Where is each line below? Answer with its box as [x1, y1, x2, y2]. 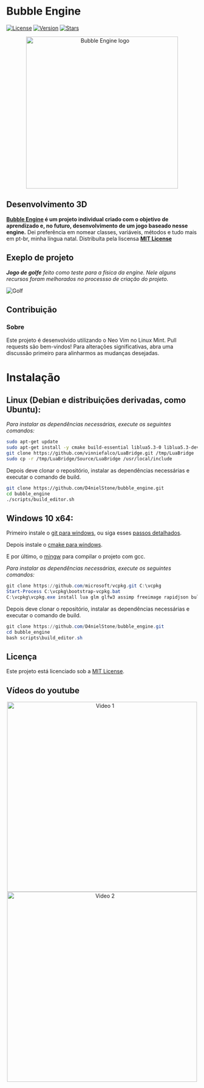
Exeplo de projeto [6, 252, 74, 263]
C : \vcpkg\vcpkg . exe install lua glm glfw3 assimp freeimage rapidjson [6, 594, 189, 600]
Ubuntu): [6, 404, 41, 415]
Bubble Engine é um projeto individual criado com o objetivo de [6, 215, 169, 223]
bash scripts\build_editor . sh [6, 634, 83, 641]
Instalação [6, 371, 61, 384]
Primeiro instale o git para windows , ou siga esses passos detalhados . [6, 529, 182, 536]
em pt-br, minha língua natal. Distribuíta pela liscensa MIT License [6, 235, 172, 242]
